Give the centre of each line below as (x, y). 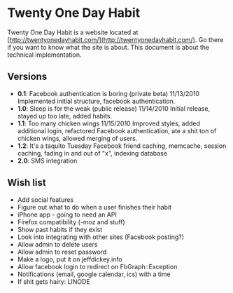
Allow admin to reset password (62, 252)
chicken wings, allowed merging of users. (77, 138)
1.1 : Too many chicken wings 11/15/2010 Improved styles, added (109, 123)
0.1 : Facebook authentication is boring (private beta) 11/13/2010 (108, 93)
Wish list (27, 183)
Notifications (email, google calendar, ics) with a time (94, 274)
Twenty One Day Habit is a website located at (73, 32)
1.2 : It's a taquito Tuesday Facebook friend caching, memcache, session (122, 146)
